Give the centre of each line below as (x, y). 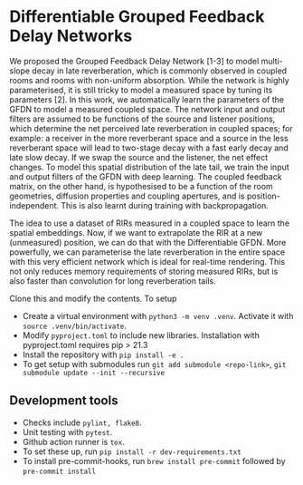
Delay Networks (71, 36)
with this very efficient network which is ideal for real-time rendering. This (147, 261)
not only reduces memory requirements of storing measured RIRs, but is (144, 271)
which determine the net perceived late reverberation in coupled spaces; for (151, 128)
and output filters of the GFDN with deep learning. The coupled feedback (146, 176)
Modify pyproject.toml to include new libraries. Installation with (141, 335)
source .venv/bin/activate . (74, 325)
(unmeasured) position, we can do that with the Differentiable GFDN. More (148, 242)
